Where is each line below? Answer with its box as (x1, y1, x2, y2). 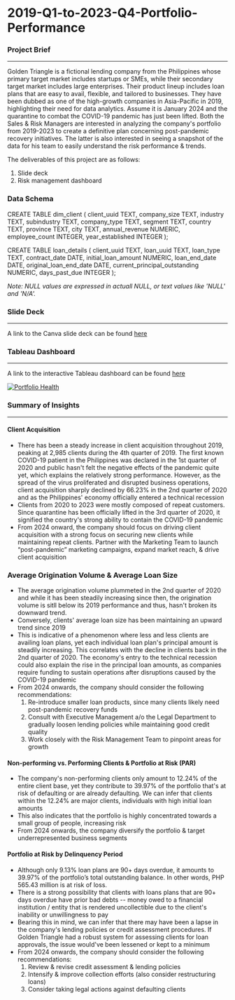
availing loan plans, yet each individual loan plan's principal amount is (17, 638, 219, 647)
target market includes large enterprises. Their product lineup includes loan (7, 82, 225, 90)
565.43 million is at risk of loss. (17, 880, 107, 888)
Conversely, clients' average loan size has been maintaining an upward (17, 616, 222, 625)
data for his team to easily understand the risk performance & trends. (7, 142, 206, 150)
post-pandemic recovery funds (27, 705, 117, 714)
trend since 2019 (17, 623, 66, 632)
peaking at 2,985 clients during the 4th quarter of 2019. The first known (17, 448, 224, 457)
